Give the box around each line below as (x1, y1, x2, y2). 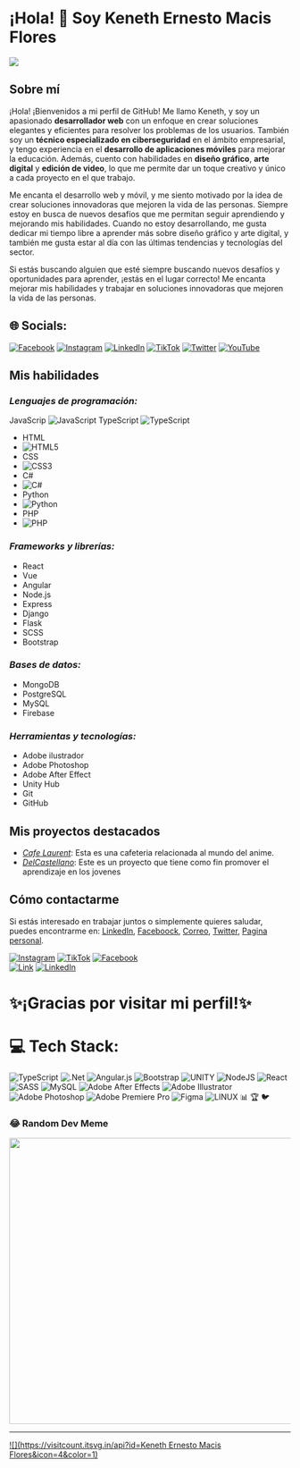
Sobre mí (9, 82, 61, 97)
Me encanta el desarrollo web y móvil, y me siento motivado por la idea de (9, 190, 283, 200)
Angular (21, 579, 52, 590)
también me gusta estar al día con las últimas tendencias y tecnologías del (9, 237, 283, 248)
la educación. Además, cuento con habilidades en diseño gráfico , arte (9, 153, 270, 164)
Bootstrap (21, 637, 59, 647)
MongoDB (21, 679, 60, 689)
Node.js (21, 589, 52, 600)
